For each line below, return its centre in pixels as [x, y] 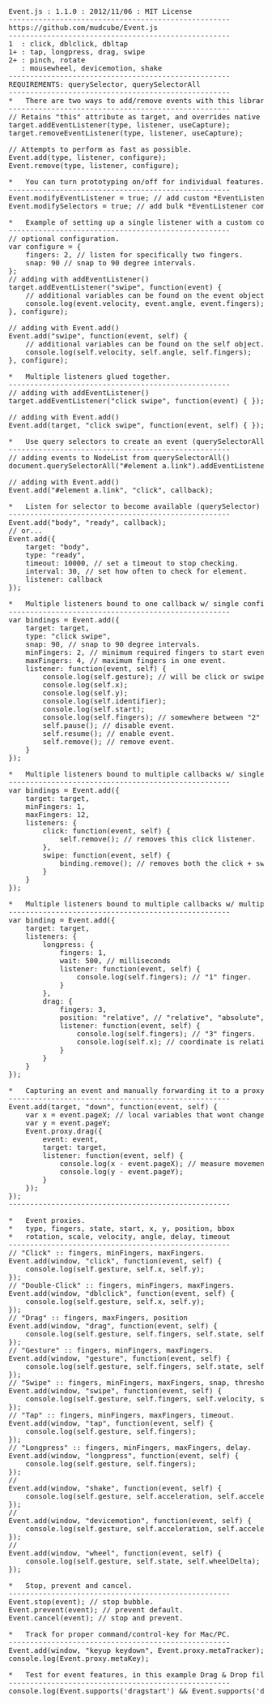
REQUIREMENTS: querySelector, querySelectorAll [104, 84]
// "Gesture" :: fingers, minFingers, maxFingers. [111, 1350]
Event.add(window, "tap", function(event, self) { [111, 1423]
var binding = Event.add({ [62, 920]
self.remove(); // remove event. [109, 742]
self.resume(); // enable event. [109, 734]
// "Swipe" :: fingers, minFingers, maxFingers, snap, [119, 1383]
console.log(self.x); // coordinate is [155, 1042]
